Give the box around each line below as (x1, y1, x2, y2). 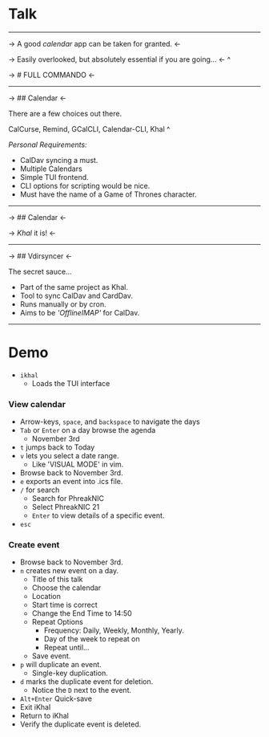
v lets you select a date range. (19, 451, 120, 461)
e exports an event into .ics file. (19, 477, 123, 487)
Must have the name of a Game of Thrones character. (19, 189, 198, 199)
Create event (8, 540, 60, 551)
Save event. (31, 651, 71, 661)
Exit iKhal (19, 702, 51, 712)
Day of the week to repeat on (43, 634, 140, 644)
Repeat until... (43, 643, 90, 653)
